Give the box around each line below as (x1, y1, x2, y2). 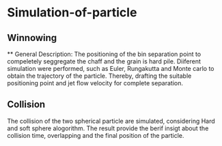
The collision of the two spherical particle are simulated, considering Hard (7, 117, 215, 125)
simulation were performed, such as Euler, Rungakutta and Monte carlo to (7, 65, 214, 72)
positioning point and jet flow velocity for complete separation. (7, 79, 183, 87)
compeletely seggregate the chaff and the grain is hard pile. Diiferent (7, 57, 202, 65)
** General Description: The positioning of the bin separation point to (7, 50, 202, 58)
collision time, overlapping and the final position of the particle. (7, 131, 184, 139)
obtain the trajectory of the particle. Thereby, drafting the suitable (7, 72, 192, 80)
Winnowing (7, 32, 57, 44)
